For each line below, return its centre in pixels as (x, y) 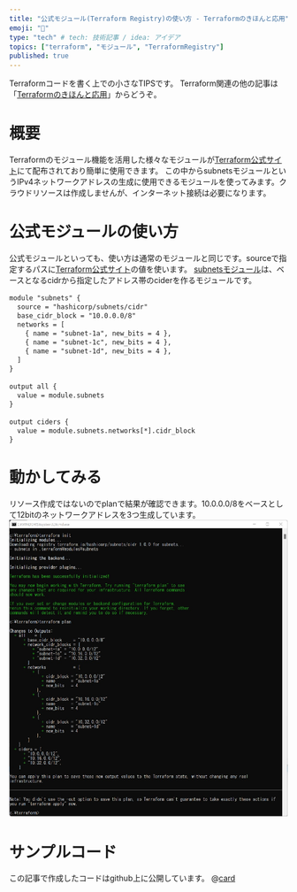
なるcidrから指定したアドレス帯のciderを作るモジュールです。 (144, 280)
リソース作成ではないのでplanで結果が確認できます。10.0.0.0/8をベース (138, 504)
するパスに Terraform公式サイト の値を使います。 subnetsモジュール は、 (146, 269)
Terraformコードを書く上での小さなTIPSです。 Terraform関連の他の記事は (144, 83)
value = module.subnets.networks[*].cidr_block (107, 431)
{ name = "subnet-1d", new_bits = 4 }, (99, 351)
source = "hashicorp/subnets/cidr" (83, 307)
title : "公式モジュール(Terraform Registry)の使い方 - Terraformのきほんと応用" (149, 19)
